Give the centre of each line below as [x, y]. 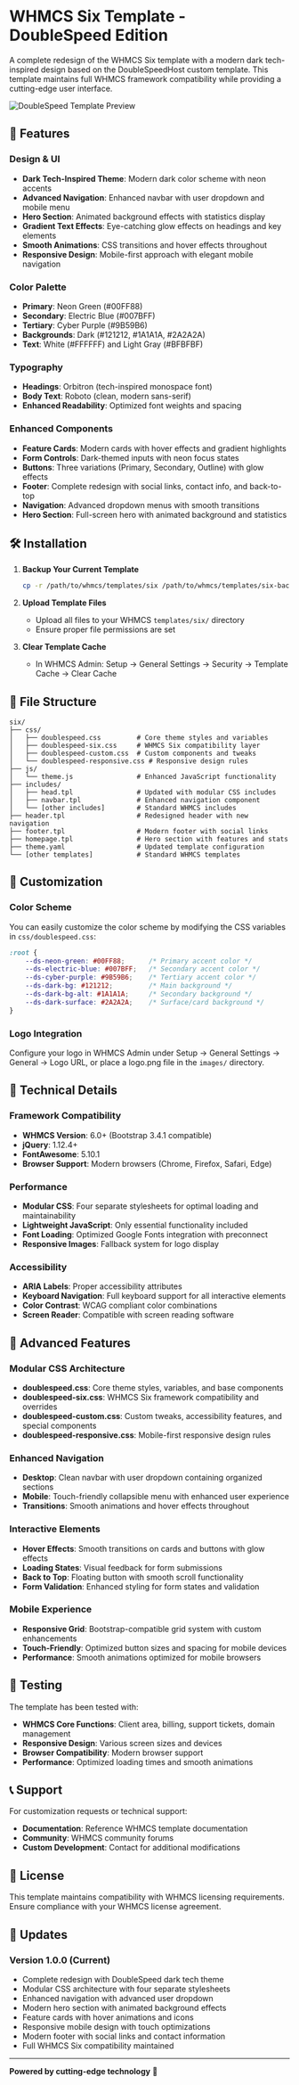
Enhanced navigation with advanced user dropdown [117, 1998]
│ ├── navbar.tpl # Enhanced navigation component [135, 800]
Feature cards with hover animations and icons [108, 2017]
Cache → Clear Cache [76, 674]
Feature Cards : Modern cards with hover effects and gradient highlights [154, 448]
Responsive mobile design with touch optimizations [116, 2026]
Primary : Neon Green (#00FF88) [82, 306]
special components [59, 1425]
